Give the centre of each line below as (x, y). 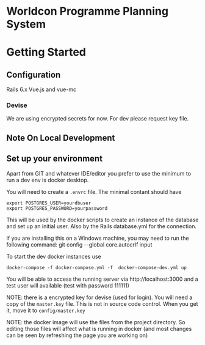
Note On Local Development (61, 138)
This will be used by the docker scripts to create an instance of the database (103, 220)
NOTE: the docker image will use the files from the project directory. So (96, 322)
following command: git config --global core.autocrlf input (79, 244)
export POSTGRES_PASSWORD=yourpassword (57, 208)
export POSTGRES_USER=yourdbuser (49, 203)
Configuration (34, 75)
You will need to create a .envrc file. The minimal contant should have (94, 191)
